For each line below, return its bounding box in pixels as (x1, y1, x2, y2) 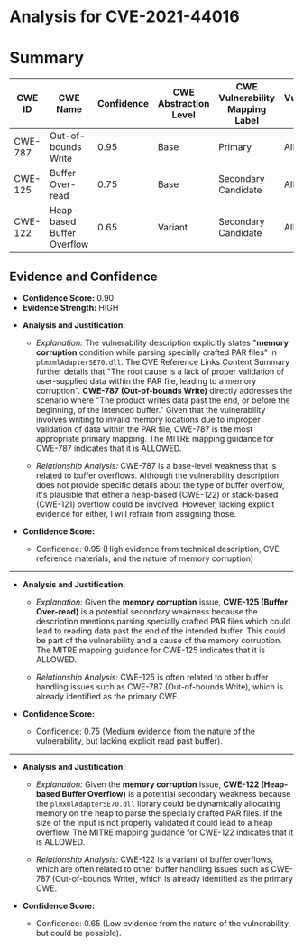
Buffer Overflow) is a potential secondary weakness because (61, 788, 291, 799)
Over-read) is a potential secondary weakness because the (35, 605, 259, 616)
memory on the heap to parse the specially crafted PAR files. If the (35, 807, 283, 819)
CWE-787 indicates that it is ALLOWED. (35, 443, 182, 454)
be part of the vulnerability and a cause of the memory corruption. (35, 634, 282, 645)
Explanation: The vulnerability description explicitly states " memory (35, 337, 289, 348)
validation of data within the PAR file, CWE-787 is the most (35, 423, 253, 435)
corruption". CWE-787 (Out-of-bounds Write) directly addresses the (35, 385, 293, 396)
